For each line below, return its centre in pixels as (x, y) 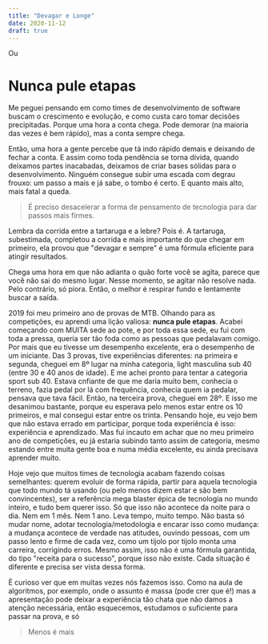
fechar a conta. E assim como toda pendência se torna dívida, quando (124, 158)
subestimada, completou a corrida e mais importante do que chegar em (126, 239)
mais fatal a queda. (40, 191)
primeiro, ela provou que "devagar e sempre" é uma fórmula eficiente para (131, 248)
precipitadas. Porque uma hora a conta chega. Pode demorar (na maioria (128, 125)
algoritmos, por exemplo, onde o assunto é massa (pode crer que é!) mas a (132, 591)
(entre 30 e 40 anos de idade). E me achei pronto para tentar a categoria (128, 372)
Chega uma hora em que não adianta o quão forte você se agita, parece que (134, 272)
